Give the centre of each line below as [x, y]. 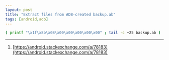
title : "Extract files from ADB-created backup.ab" [60, 14]
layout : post [19, 10]
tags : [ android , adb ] [27, 19]
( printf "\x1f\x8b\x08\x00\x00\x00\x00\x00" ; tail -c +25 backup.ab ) [83, 33]
